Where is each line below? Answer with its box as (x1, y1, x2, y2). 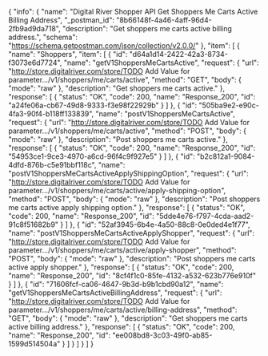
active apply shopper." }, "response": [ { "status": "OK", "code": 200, (8, 262, 234, 272)
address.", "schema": (8, 32, 78, 42)
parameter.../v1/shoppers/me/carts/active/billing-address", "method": (8, 305, 238, 314)
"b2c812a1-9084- (196, 152, 255, 161)
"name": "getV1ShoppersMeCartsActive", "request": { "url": (63, 58, 259, 67)
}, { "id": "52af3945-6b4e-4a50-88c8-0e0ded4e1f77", (69, 220, 250, 229)
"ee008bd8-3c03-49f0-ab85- (111, 330, 213, 340)
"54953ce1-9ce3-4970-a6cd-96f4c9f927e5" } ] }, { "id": (8, 152, 196, 161)
